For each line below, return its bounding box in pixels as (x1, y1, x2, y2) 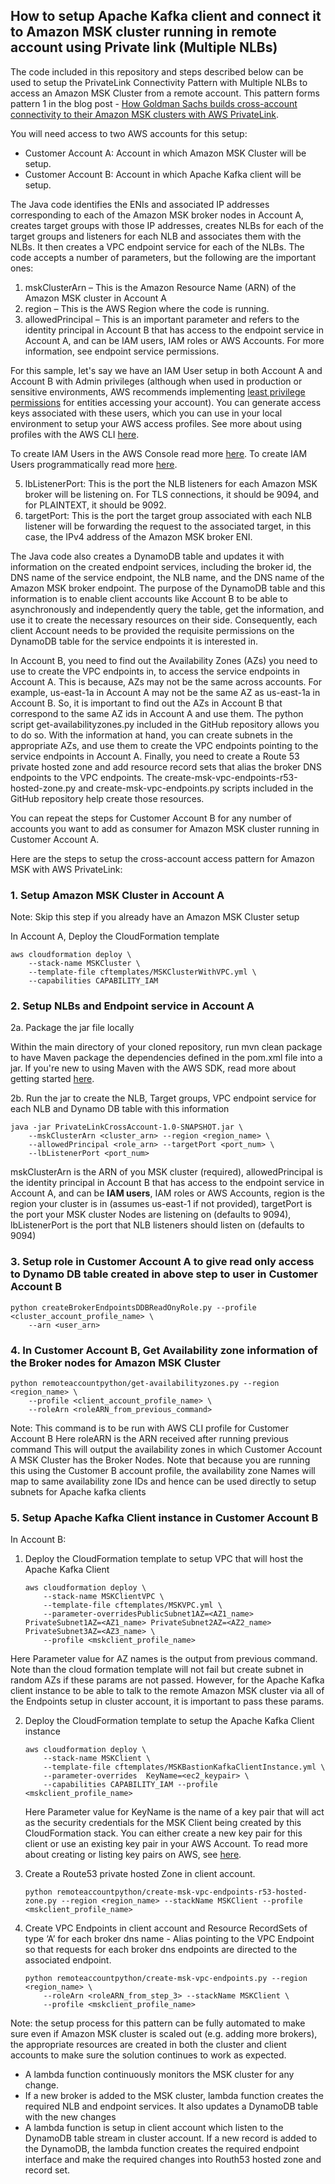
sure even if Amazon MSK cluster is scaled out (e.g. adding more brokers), (10, 2028, 318, 2040)
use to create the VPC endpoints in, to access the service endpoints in (10, 665, 300, 677)
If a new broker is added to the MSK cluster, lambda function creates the (24, 2090, 324, 2102)
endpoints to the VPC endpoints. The (10, 771, 163, 783)
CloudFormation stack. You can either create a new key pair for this (24, 1827, 303, 1839)
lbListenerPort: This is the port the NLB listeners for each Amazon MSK (24, 477, 318, 489)
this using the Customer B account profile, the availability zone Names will (10, 1465, 316, 1476)
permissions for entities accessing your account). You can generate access (10, 396, 322, 408)
